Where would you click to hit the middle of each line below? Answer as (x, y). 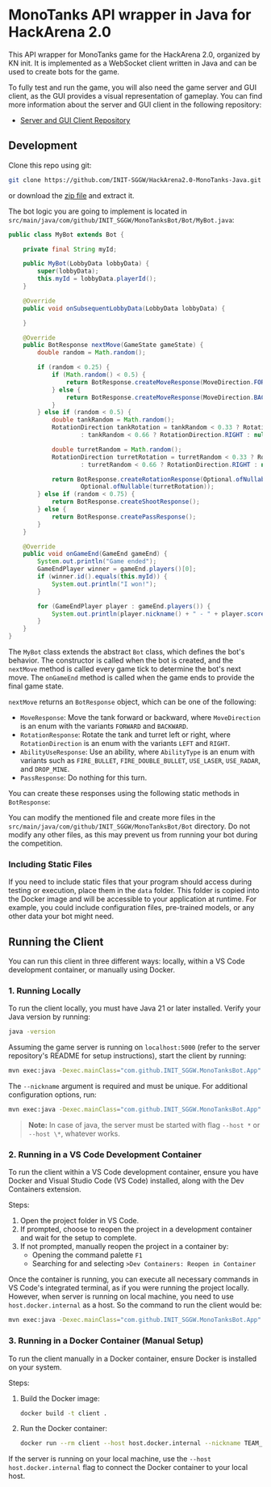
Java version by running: (50, 1017)
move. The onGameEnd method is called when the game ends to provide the (131, 678)
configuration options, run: (52, 1095)
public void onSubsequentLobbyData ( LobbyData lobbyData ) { (124, 308)
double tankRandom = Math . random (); (113, 420)
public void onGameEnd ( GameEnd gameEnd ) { (95, 554)
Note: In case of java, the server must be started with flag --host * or (144, 1125)
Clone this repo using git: (50, 165)
